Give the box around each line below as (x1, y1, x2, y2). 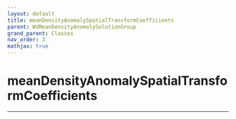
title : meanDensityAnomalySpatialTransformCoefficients (7, 17, 174, 24)
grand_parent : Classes (7, 29, 74, 37)
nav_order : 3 (7, 36, 46, 43)
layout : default (7, 10, 55, 17)
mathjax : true (7, 43, 49, 50)
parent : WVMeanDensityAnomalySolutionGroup (7, 23, 137, 30)
